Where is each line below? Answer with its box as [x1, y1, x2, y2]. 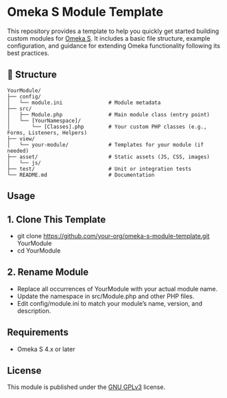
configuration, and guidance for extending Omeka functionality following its [7, 41, 221, 50]
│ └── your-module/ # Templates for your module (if [7, 141, 204, 148]
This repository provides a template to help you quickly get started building [7, 27, 219, 35]
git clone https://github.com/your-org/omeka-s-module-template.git [16, 231, 210, 240]
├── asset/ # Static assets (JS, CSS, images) [7, 153, 211, 160]
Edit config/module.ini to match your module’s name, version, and [16, 299, 202, 307]
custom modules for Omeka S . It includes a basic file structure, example [7, 34, 211, 42]
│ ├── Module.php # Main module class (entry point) [7, 111, 211, 118]
